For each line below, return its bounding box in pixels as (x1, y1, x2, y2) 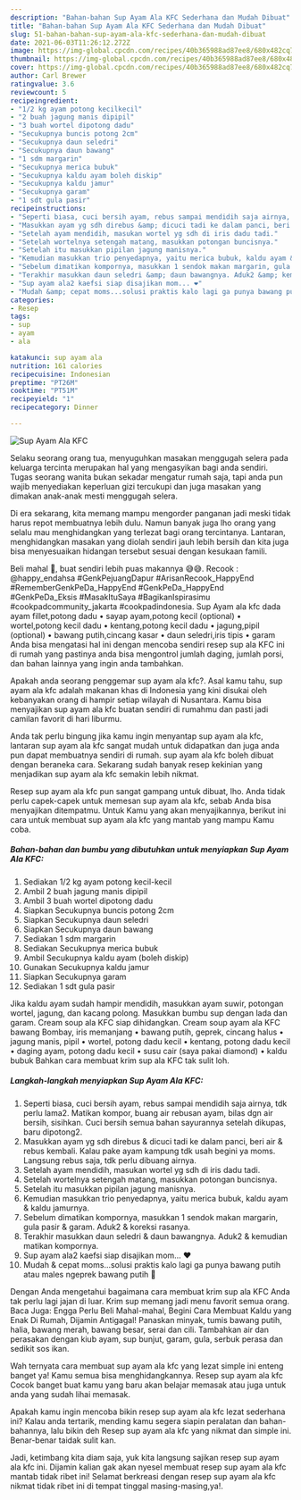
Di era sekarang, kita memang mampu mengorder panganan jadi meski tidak (10, 507, 291, 518)
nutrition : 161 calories (10, 361, 103, 371)
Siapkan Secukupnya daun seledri (22, 914, 149, 925)
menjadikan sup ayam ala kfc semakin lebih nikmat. (10, 768, 199, 779)
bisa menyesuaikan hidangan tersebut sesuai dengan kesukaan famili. (10, 546, 268, 557)
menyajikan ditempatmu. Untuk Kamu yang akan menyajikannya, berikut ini (10, 805, 287, 816)
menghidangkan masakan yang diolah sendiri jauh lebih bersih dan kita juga (10, 536, 289, 547)
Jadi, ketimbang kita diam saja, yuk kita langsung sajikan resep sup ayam (10, 1452, 280, 1462)
